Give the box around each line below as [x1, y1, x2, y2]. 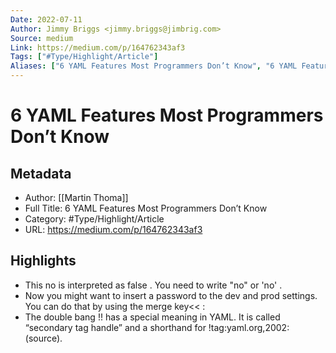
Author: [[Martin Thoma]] [24, 192, 129, 203]
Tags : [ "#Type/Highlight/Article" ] [10, 52, 159, 62]
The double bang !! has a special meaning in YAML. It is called [24, 311, 281, 323]
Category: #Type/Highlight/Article [24, 213, 165, 225]
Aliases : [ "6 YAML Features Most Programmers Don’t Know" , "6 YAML [10, 61, 298, 71]
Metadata [10, 165, 72, 182]
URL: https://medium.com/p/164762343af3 [24, 224, 203, 235]
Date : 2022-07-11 [10, 14, 83, 25]
